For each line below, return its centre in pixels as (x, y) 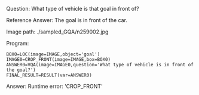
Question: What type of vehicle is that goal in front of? (73, 9)
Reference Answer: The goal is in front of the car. (67, 20)
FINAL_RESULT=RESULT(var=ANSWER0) (49, 75)
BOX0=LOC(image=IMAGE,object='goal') (53, 54)
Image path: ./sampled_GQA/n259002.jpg (57, 32)
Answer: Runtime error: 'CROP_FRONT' (54, 86)
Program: (18, 43)
